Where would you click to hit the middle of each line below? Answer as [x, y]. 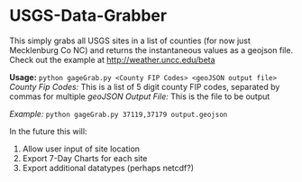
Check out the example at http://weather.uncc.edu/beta [112, 59]
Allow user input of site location [81, 149]
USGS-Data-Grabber [88, 16]
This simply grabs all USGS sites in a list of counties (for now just [130, 41]
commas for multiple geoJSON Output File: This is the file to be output [140, 96]
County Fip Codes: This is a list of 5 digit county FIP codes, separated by [145, 86]
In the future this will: [48, 131]
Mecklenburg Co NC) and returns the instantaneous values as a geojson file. [151, 50]
